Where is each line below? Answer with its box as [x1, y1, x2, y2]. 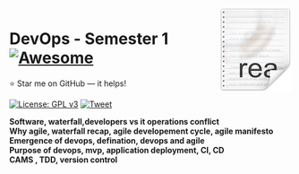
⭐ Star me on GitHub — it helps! [9, 78, 127, 89]
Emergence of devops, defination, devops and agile [9, 135, 205, 145]
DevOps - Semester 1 [9, 29, 169, 49]
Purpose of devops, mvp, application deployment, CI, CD [9, 144, 225, 155]
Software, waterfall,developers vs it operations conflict [9, 116, 219, 126]
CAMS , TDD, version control [9, 154, 118, 165]
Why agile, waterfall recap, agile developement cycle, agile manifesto [9, 126, 274, 136]
